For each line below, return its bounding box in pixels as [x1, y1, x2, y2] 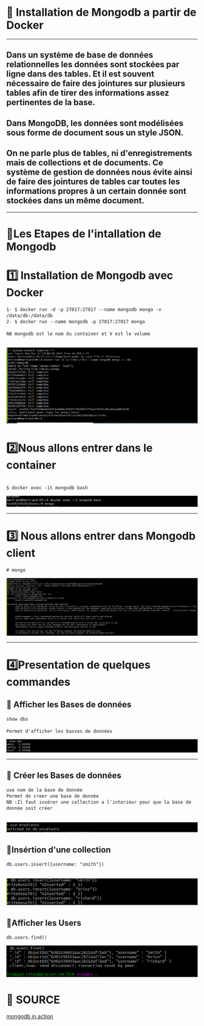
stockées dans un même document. [6, 195, 144, 206]
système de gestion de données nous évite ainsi [6, 167, 192, 178]
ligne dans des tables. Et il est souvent [6, 69, 155, 79]
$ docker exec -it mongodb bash [6, 485, 88, 491]
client [6, 546, 36, 560]
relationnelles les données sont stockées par [6, 59, 180, 70]
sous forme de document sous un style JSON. [6, 127, 184, 138]
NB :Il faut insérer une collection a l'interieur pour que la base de [6, 799, 191, 806]
